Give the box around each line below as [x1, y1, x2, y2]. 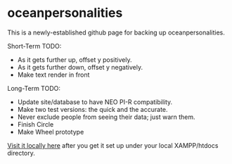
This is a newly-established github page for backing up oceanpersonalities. [7, 28, 225, 37]
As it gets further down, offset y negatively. [17, 63, 143, 71]
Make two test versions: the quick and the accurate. [17, 105, 168, 113]
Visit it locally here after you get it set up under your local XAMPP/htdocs [7, 141, 219, 149]
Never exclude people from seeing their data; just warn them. [17, 113, 195, 121]
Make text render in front [17, 70, 90, 79]
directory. [7, 149, 35, 157]
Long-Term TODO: [7, 84, 61, 92]
